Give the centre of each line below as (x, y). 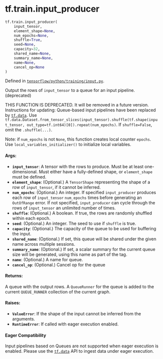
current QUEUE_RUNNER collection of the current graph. (58, 292)
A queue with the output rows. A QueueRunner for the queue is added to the (80, 287)
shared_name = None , (32, 54)
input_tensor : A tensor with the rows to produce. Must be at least (78, 166)
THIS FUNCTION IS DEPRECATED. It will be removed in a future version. (77, 105)
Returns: (14, 276)
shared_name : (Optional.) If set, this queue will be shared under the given (84, 239)
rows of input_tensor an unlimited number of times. (64, 208)
